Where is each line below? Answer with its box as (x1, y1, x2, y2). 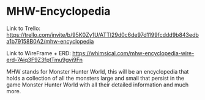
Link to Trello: (6, 25, 41, 32)
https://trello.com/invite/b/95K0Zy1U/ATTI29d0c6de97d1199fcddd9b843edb (6, 31, 199, 38)
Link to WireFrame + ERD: (6, 49, 72, 56)
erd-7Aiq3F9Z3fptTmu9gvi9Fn (6, 56, 83, 63)
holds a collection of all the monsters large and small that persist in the (6, 74, 185, 82)
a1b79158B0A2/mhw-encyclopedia (6, 37, 94, 45)
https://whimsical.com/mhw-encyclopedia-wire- (72, 49, 195, 56)
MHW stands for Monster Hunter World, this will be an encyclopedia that (6, 67, 189, 75)
